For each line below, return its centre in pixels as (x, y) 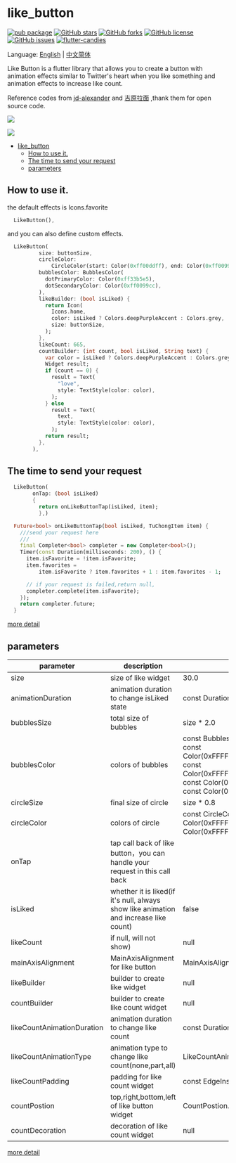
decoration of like (139, 1126)
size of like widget (140, 678)
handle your (130, 862)
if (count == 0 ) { (72, 371)
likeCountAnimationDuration (57, 1028)
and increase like (138, 918)
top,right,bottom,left (143, 1097)
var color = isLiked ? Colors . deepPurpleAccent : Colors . (131, 358)
